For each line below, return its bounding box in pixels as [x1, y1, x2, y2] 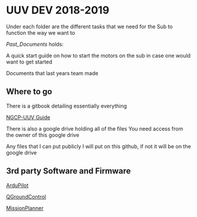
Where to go [6, 86, 52, 97]
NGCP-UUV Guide [6, 113, 51, 121]
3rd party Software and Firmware [6, 166, 131, 176]
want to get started [6, 58, 52, 65]
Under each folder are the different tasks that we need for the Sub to [6, 23, 173, 30]
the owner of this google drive [6, 131, 80, 138]
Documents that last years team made [6, 69, 98, 76]
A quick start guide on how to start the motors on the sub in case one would [6, 52, 191, 59]
